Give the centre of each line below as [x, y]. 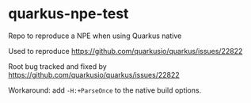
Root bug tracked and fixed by [57, 66]
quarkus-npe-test [68, 14]
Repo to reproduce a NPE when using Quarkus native [95, 36]
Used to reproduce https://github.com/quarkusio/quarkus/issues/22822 [125, 51]
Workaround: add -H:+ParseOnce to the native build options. [105, 90]
